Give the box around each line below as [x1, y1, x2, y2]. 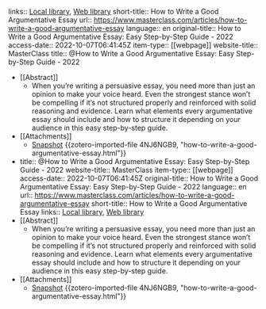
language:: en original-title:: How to [125, 24, 241, 32]
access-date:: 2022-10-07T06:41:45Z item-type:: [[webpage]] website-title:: [8, 40, 258, 50]
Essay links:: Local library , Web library [19, 208, 145, 216]
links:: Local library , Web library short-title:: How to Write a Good [8, 7, 219, 16]
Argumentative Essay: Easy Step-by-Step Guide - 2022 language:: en [19, 182, 248, 191]
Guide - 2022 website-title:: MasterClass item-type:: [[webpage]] [19, 166, 233, 174]
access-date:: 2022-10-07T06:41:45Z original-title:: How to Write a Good [19, 174, 259, 183]
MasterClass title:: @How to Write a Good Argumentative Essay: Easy [8, 49, 235, 58]
